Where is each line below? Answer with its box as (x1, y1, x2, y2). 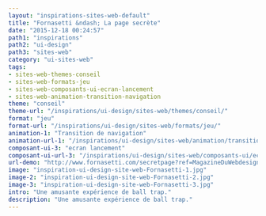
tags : (8, 63, 26, 71)
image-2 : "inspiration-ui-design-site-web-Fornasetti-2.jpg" (8, 173, 215, 182)
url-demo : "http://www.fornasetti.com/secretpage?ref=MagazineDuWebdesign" (8, 159, 264, 167)
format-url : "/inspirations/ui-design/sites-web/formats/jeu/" (8, 122, 222, 130)
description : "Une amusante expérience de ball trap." (8, 195, 193, 203)
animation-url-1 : (8, 136, 66, 145)
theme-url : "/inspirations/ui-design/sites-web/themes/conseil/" (8, 108, 228, 116)
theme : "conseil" (8, 100, 66, 108)
